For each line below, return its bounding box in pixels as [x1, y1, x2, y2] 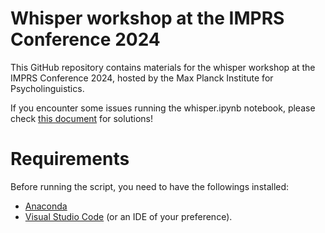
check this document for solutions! [10, 112, 153, 124]
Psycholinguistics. [10, 82, 85, 94]
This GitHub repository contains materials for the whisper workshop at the [10, 61, 316, 73]
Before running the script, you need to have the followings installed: [10, 180, 290, 192]
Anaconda [24, 200, 68, 212]
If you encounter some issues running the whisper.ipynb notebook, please [10, 102, 316, 114]
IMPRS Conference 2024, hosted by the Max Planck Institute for [10, 72, 274, 84]
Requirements [10, 148, 130, 171]
